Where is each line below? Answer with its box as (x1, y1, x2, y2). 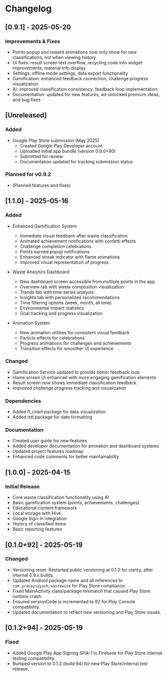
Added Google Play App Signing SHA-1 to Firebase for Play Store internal (12, 650, 163, 656)
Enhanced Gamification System (12, 223, 77, 229)
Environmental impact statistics (19, 305, 84, 311)
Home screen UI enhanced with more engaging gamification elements (12, 374, 157, 380)
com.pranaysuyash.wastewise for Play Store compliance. (12, 582, 126, 588)
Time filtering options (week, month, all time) (19, 299, 112, 305)
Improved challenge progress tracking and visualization (12, 385, 127, 391)
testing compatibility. (12, 655, 56, 661)
